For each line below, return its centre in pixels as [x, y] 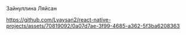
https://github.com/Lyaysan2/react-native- [59, 20]
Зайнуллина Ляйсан [32, 8]
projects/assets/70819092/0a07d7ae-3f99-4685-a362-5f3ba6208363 [93, 26]
